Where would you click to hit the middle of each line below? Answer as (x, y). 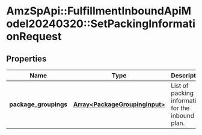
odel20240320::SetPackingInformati (101, 24)
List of (180, 85)
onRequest (34, 37)
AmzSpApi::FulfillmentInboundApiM (99, 11)
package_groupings (38, 104)
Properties (26, 58)
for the (180, 108)
